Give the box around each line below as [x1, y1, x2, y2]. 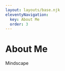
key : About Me [10, 17, 40, 22]
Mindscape [5, 60, 29, 66]
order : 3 [10, 21, 28, 27]
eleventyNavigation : [5, 12, 49, 17]
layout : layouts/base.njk [5, 7, 60, 13]
